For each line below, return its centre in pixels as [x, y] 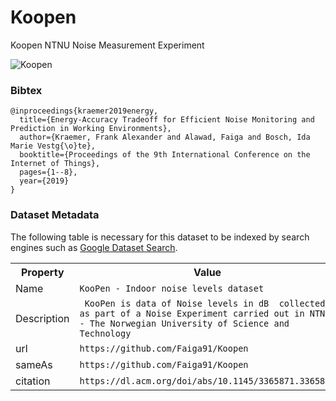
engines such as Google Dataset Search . [94, 247]
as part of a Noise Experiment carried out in [192, 313]
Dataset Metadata [55, 215]
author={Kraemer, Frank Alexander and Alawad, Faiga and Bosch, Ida [165, 137]
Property [42, 272]
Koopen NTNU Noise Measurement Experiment [107, 45]
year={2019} [44, 181]
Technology [105, 333]
